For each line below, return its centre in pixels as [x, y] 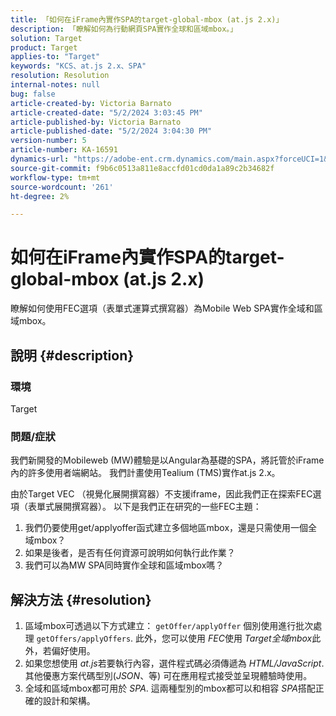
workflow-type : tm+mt [55, 177]
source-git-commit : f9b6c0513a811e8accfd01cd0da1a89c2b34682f [142, 168]
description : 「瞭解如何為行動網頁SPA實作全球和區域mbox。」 [124, 29]
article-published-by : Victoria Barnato [96, 122]
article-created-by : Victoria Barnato [91, 103]
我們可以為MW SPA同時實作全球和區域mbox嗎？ [124, 565]
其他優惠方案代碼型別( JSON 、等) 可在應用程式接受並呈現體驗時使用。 [168, 675]
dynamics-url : [40, 159]
